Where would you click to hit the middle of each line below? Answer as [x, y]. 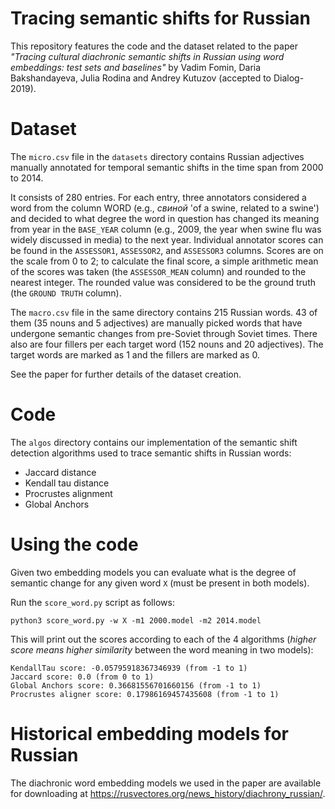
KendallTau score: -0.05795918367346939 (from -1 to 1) [129, 668]
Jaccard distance [60, 472]
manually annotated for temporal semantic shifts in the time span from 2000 [167, 167]
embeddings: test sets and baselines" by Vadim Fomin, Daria [136, 67]
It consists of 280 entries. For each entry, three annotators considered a [158, 197]
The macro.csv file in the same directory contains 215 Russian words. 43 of [164, 312]
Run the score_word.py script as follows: [92, 602]
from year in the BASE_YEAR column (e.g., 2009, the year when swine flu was [166, 229]
